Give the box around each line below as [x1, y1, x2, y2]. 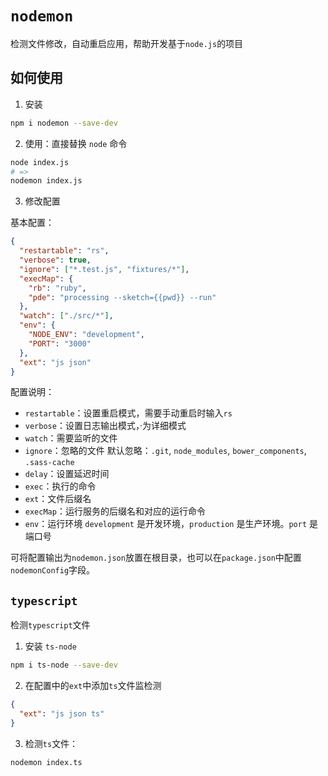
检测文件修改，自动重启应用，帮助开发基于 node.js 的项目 [10, 37, 244, 49]
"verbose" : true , [19, 255, 92, 265]
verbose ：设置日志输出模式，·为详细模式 [24, 420, 187, 432]
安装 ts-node [24, 640, 77, 652]
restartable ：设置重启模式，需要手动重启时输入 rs [24, 407, 233, 419]
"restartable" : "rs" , [19, 246, 110, 256]
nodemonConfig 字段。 [10, 564, 96, 576]
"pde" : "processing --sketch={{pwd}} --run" [28, 292, 217, 302]
